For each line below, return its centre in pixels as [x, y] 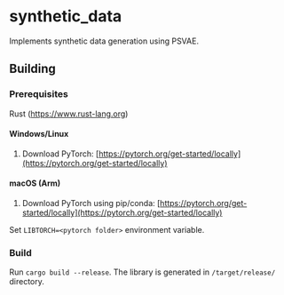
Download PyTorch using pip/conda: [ [91, 203]
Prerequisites [39, 94]
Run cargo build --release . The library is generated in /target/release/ [142, 272]
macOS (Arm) [35, 183]
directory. [27, 282]
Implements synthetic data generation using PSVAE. [104, 41]
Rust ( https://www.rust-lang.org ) [69, 114]
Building [32, 69]
